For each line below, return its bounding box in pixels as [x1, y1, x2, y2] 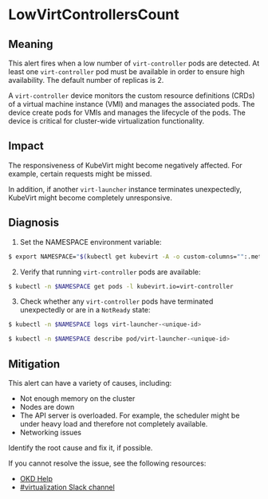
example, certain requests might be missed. [8, 169, 152, 179]
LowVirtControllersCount [8, 6, 179, 24]
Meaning [8, 37, 53, 51]
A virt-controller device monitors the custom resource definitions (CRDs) [8, 91, 255, 100]
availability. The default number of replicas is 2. [8, 76, 164, 84]
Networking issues [19, 427, 82, 437]
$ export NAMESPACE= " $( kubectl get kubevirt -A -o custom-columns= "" [8, 253, 245, 261]
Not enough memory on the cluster [19, 393, 136, 403]
